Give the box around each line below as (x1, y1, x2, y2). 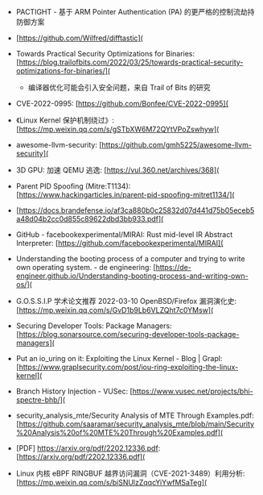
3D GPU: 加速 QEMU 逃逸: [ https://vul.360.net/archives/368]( (15, 165, 220, 175)
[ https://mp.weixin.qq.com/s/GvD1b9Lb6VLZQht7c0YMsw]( (15, 306, 214, 314)
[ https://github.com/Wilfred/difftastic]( (15, 33, 143, 43)
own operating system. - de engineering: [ (15, 263, 156, 272)
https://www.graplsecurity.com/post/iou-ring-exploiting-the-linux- (18, 362, 239, 372)
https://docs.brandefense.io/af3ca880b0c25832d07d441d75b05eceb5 (18, 206, 255, 215)
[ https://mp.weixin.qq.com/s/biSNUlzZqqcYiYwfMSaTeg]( (15, 478, 208, 487)
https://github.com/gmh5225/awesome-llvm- (101, 140, 252, 149)
